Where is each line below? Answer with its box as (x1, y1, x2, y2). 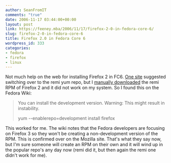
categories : (5, 45, 31, 51)
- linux (5, 60, 22, 65)
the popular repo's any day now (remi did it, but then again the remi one (5, 147, 156, 153)
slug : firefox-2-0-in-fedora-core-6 (5, 31, 83, 36)
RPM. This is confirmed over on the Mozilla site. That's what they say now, (5, 136, 162, 142)
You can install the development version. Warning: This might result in (17, 100, 165, 106)
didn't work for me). (5, 152, 47, 158)
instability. (17, 105, 40, 111)
